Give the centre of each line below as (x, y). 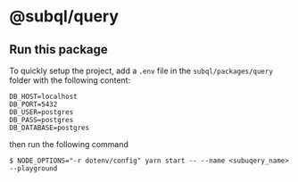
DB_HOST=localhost (43, 96)
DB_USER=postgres (41, 112)
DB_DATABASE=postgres (50, 128)
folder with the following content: (70, 80)
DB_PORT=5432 (33, 104)
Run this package (59, 50)
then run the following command (69, 144)
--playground (33, 169)
